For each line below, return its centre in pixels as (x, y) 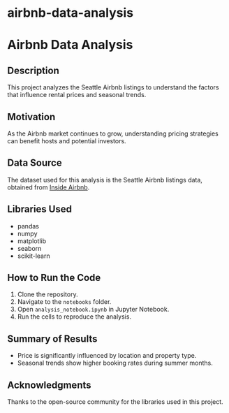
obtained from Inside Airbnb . (49, 187)
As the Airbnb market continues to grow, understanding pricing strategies (113, 133)
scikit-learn (34, 256)
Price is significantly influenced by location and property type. (107, 356)
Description (33, 70)
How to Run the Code (54, 278)
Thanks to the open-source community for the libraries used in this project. (115, 402)
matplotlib (32, 241)
